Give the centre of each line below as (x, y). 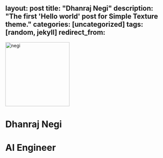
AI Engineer (31, 148)
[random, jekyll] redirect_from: (55, 33)
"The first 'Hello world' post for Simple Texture (82, 17)
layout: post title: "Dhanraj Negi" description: (79, 8)
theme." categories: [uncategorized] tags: (74, 24)
